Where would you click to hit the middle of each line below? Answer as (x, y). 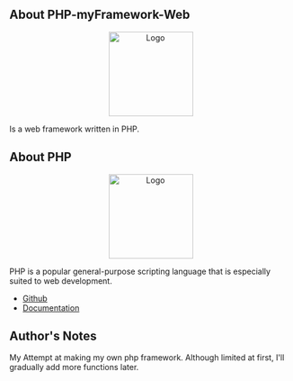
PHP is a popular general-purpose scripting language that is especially (140, 271)
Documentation (51, 308)
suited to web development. (61, 281)
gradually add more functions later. (74, 367)
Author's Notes (53, 336)
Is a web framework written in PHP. (75, 129)
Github (35, 298)
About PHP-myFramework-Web (100, 15)
